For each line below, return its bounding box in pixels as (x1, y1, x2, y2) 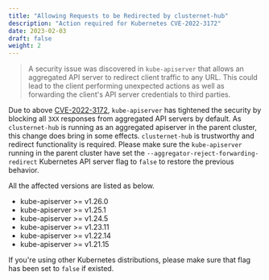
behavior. (8, 165, 39, 175)
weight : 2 (8, 42, 42, 50)
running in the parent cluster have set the (8, 148, 145, 158)
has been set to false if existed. (8, 264, 114, 274)
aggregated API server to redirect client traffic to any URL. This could (27, 73, 258, 82)
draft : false (8, 34, 52, 43)
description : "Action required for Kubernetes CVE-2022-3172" (8, 19, 221, 27)
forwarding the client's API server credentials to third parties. (27, 90, 231, 99)
